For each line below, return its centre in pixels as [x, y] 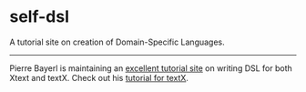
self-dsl [40, 17]
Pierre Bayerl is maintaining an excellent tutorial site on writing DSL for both [151, 68]
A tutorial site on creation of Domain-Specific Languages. [117, 42]
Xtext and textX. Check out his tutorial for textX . [99, 77]
